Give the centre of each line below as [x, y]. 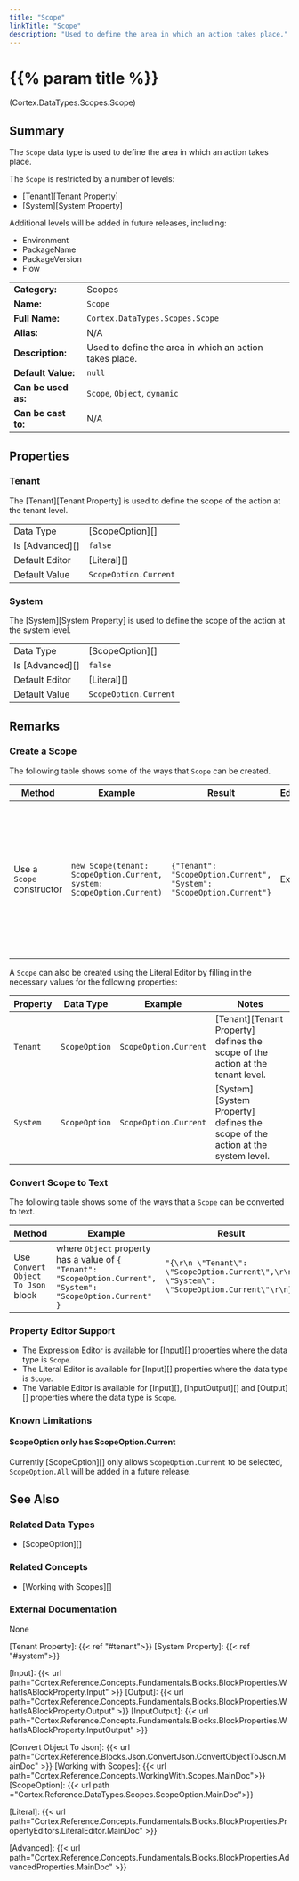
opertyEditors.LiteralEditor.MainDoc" [77, 1830]
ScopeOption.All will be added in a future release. [100, 1471]
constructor [38, 889]
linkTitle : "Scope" [45, 26]
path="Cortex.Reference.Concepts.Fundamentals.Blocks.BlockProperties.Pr [148, 1821]
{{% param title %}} [84, 78]
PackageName [49, 249]
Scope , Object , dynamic [133, 393]
